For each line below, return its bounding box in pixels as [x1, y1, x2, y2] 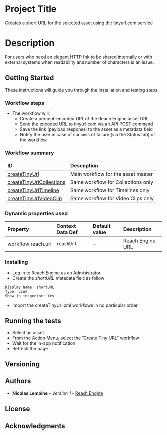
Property [7, 225, 29, 232]
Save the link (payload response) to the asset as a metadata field [19, 126, 153, 132]
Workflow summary [5, 149, 54, 156]
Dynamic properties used [5, 210, 68, 217]
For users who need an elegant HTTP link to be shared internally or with [5, 54, 153, 60]
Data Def [56, 229, 78, 236]
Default [92, 222, 111, 229]
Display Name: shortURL [5, 285, 55, 290]
